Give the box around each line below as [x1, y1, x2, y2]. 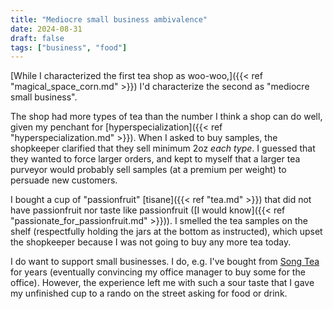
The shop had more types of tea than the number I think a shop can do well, [10, 111, 323, 123]
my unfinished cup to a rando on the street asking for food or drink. [10, 287, 288, 300]
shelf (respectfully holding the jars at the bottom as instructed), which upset [10, 226, 323, 238]
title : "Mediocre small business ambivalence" [10, 14, 208, 25]
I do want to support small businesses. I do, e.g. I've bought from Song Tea [10, 256, 320, 268]
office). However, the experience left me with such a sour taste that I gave [10, 277, 315, 289]
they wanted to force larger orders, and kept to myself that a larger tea [10, 153, 301, 165]
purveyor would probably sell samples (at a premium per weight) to [10, 164, 287, 176]
